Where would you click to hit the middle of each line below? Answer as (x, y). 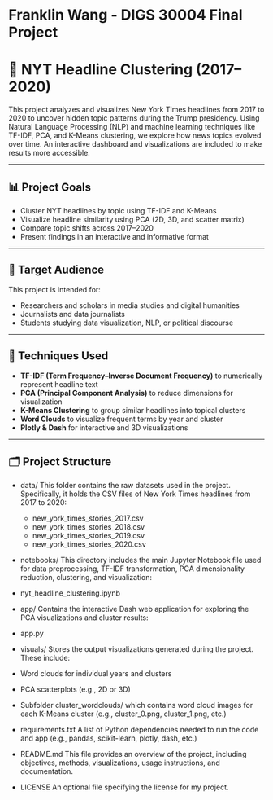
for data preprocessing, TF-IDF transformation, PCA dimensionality (132, 569)
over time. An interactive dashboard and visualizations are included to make (135, 144)
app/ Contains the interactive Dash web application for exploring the (134, 609)
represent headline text (59, 384)
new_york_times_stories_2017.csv (88, 518)
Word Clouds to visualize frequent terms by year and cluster (121, 419)
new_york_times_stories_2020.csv (89, 544)
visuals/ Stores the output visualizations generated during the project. (137, 649)
